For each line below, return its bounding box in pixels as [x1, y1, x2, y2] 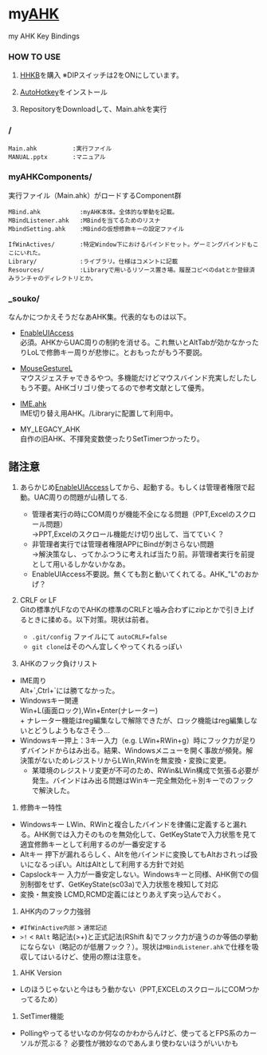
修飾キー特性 [19, 802, 62, 812]
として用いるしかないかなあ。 [31, 559, 130, 568]
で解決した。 [31, 785, 74, 795]
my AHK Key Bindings [8, 31, 80, 41]
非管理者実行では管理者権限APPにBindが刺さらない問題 [31, 539, 214, 548]
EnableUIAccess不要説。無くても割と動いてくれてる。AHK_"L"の [31, 569, 245, 579]
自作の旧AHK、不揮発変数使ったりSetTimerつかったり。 [19, 434, 205, 444]
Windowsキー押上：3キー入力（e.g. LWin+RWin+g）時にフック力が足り [19, 735, 257, 745]
